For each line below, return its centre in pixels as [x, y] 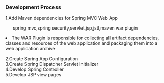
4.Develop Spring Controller [34, 69]
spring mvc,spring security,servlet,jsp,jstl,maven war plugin [75, 28]
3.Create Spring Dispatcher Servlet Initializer [52, 64]
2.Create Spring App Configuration [42, 59]
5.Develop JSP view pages [33, 75]
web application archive [30, 49]
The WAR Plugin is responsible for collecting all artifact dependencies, [86, 38]
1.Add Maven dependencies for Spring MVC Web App [62, 18]
